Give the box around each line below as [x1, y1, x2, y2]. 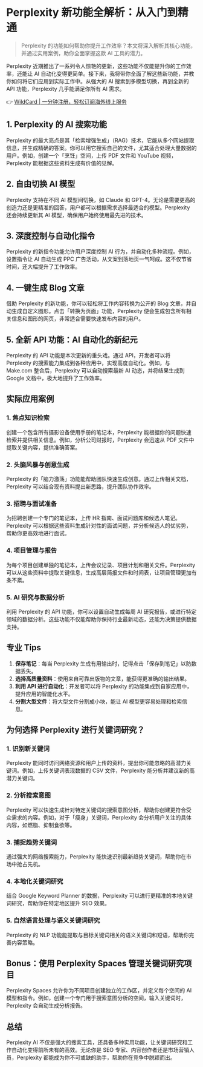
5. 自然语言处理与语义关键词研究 [6, 917, 100, 925]
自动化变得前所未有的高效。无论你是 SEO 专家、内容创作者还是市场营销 [11, 1046, 189, 1054]
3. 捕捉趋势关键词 [6, 838, 57, 846]
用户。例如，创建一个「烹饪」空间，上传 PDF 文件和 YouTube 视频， [6, 152, 177, 159]
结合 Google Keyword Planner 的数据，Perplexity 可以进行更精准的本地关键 [6, 892, 193, 900]
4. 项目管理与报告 [6, 547, 57, 555]
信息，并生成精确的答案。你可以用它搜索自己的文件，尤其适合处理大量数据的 [6, 144, 197, 152]
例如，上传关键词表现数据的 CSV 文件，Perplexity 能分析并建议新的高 [22, 767, 195, 774]
